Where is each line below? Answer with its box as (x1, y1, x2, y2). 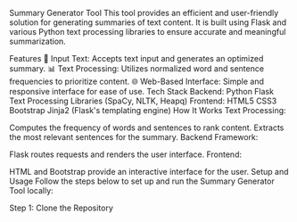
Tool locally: (9, 185, 54, 195)
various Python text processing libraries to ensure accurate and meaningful (9, 27, 286, 37)
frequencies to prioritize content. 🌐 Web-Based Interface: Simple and (9, 76, 265, 86)
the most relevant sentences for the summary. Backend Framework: (9, 132, 259, 142)
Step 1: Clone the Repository (9, 202, 114, 213)
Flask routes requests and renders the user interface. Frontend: (9, 149, 243, 160)
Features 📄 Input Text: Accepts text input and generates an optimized (9, 53, 264, 63)
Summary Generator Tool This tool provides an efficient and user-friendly (9, 8, 279, 18)
